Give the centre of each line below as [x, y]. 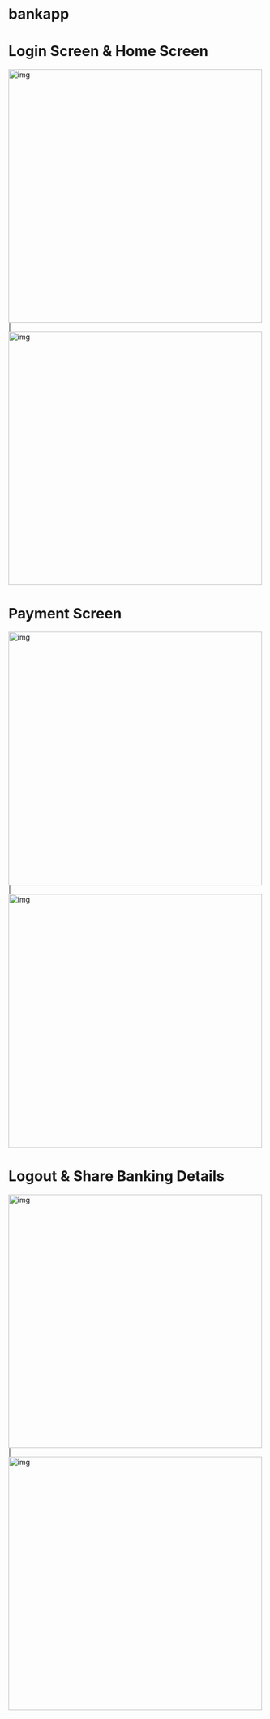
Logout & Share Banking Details [116, 1176]
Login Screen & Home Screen [109, 52]
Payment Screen [65, 614]
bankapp [39, 14]
